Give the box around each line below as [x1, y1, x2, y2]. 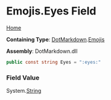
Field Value [6, 73, 40, 82]
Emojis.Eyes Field [6, 4, 97, 18]
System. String [6, 87, 42, 95]
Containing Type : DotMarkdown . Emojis [6, 36, 105, 43]
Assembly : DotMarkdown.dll [6, 47, 78, 55]
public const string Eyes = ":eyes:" [6, 59, 101, 65]
